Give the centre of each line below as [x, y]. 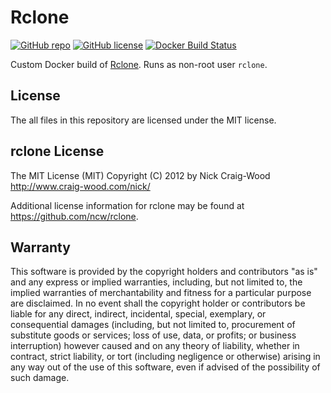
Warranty [40, 247]
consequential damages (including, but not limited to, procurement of [153, 325]
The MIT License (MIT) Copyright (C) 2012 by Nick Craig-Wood [140, 175]
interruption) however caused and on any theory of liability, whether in [155, 346]
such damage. [40, 378]
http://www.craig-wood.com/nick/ [80, 186]
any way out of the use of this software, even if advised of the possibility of [165, 367]
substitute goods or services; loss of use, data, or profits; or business [153, 335]
